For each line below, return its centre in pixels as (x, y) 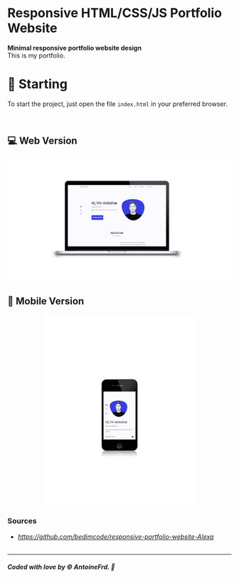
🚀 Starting (37, 84)
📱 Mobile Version (46, 301)
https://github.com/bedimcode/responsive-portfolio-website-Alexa (116, 536)
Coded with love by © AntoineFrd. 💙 (61, 567)
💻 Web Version (42, 141)
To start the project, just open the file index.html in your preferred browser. (117, 104)
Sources (22, 521)
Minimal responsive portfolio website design (75, 48)
